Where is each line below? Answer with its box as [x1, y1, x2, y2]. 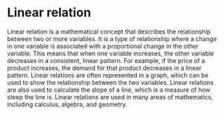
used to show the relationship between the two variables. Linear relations [7, 78, 214, 86]
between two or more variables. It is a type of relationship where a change [7, 34, 217, 42]
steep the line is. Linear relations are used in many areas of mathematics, [7, 92, 214, 101]
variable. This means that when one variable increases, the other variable [7, 49, 214, 57]
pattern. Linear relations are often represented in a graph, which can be [7, 71, 209, 79]
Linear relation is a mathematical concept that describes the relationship [7, 27, 211, 36]
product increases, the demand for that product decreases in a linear [7, 64, 202, 72]
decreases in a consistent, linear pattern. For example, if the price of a [7, 56, 206, 64]
